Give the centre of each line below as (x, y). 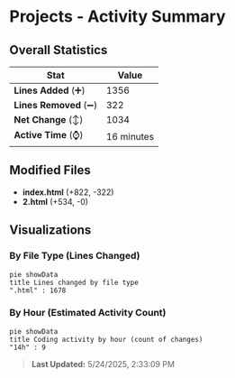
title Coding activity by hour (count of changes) (106, 339)
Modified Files (50, 170)
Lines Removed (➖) (55, 105)
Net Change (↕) (49, 120)
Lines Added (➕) (50, 90)
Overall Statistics (59, 50)
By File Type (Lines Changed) (75, 256)
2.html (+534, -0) (55, 201)
